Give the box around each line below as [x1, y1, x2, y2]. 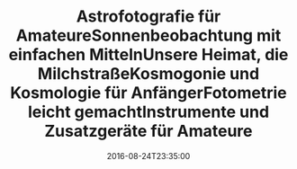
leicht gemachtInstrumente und [27, 102, 270, 122]
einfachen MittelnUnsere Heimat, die [8, 45, 289, 65]
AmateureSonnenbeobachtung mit [15, 25, 282, 46]
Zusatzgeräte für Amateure [44, 121, 253, 141]
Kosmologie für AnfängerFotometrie [10, 83, 287, 103]
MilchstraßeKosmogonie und [37, 64, 260, 84]
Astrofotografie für [76, 6, 221, 27]
